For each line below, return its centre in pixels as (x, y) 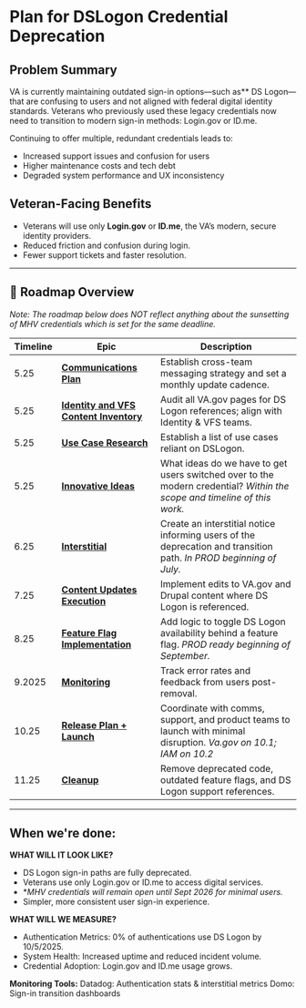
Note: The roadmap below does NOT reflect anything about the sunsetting (149, 314)
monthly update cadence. (215, 385)
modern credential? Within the (225, 486)
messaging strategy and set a (224, 373)
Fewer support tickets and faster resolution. (104, 255)
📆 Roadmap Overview (72, 292)
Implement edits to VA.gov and (226, 583)
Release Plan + (94, 725)
